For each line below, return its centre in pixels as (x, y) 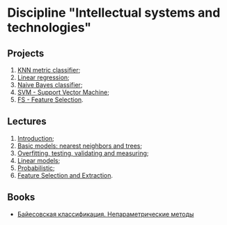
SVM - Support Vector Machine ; (63, 92)
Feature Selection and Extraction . (65, 175)
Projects (26, 53)
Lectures (27, 122)
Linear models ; (39, 160)
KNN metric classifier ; (49, 70)
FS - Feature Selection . (50, 100)
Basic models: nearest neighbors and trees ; (80, 146)
